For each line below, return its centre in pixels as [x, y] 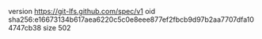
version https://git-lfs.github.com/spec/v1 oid [82, 11]
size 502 [57, 28]
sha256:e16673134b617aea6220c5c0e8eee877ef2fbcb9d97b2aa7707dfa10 [131, 19]
